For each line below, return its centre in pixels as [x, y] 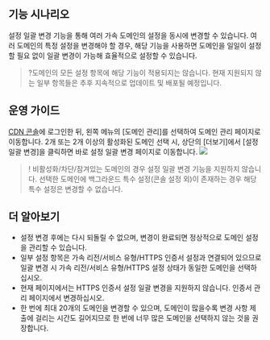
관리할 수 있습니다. [58, 247]
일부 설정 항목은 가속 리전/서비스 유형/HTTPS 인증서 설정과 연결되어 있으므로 [141, 258]
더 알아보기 [34, 217]
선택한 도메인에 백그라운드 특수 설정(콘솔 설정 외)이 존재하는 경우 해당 [148, 179]
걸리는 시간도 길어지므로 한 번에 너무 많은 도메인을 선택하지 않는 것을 [143, 318]
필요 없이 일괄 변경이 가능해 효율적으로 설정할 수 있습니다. [107, 56]
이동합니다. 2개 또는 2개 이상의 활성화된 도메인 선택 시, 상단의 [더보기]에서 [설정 [133, 141]
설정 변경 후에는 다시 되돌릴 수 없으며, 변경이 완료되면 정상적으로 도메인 [132, 238]
